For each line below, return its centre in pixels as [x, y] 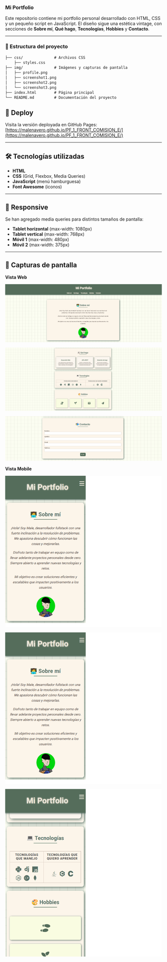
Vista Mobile [19, 469]
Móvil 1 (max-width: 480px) [41, 240]
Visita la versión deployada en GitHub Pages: [51, 125]
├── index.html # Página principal [50, 92]
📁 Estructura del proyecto [37, 46]
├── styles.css [30, 62]
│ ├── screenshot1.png [31, 77]
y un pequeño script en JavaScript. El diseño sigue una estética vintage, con [83, 23]
